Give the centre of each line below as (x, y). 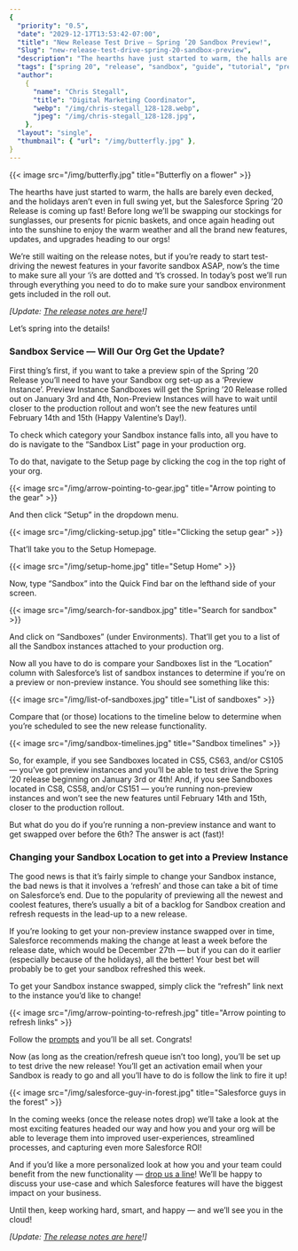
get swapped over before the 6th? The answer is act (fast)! (117, 834)
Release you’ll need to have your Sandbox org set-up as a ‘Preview (131, 380)
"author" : (35, 75)
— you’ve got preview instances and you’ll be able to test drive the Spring (144, 769)
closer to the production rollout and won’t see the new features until (133, 408)
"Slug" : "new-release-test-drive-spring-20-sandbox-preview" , (134, 51)
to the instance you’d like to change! (75, 995)
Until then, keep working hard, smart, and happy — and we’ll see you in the (146, 1210)
